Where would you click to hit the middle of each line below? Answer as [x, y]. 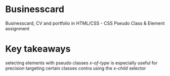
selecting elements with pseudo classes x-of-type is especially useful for [81, 63]
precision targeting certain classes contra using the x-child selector [76, 68]
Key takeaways [38, 49]
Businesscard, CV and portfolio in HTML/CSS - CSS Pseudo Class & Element [85, 23]
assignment [17, 28]
